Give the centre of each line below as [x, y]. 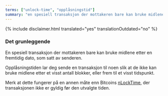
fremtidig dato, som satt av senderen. [44, 57]
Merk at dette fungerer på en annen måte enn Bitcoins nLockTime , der [77, 82]
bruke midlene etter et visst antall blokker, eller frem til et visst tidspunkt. [80, 72]
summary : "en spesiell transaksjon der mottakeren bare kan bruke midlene [85, 14]
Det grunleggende [28, 41]
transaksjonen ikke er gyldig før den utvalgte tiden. [57, 87]
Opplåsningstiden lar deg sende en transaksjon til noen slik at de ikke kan [81, 67]
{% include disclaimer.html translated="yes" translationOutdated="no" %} [81, 28]
